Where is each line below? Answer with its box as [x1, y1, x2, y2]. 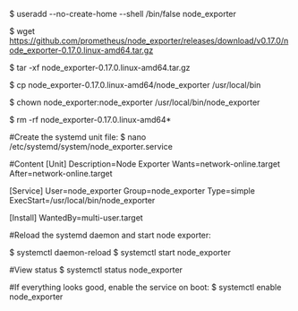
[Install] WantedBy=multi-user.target [9, 212, 143, 223]
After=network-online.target [9, 168, 114, 178]
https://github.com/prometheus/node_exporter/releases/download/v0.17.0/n [9, 36, 289, 46]
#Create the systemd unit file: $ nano [9, 132, 147, 143]
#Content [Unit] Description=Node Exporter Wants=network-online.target [9, 159, 280, 169]
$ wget [9, 26, 36, 36]
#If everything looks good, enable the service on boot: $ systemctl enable [9, 282, 282, 292]
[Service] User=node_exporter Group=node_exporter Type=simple [9, 186, 255, 196]
